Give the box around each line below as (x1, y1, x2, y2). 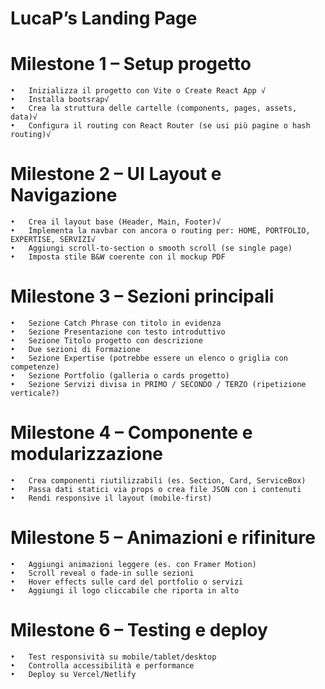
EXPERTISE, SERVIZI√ (10, 235, 97, 245)
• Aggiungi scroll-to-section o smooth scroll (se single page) (10, 243, 293, 254)
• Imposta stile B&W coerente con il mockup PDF (10, 252, 226, 262)
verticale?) (10, 388, 60, 398)
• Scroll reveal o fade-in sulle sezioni (10, 568, 195, 578)
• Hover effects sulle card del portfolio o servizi (10, 577, 244, 587)
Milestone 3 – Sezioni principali (10, 285, 275, 308)
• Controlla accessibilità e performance (10, 660, 195, 671)
